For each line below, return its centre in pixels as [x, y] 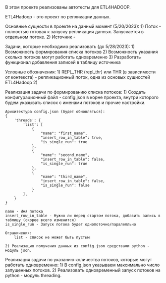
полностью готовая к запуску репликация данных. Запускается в [74, 31]
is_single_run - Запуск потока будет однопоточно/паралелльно [71, 225]
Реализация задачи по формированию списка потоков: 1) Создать [76, 92]
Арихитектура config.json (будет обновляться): [55, 112]
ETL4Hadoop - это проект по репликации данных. [58, 17]
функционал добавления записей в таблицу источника [63, 62]
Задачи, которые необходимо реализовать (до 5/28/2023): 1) [70, 46]
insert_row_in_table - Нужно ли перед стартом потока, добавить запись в [83, 216]
